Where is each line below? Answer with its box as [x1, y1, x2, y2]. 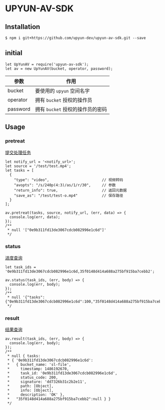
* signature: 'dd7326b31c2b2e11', [7, 380, 87, 384]
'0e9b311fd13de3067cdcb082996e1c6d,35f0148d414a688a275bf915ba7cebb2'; [5, 269, 155, 274]
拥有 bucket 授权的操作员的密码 [35, 106, 107, 113]
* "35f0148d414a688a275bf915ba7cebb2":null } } [7, 397, 111, 402]
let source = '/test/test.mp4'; [5, 163, 71, 169]
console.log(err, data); [9, 214, 60, 219]
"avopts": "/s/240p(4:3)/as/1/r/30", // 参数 [14, 182, 116, 187]
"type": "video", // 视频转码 [14, 177, 124, 182]
